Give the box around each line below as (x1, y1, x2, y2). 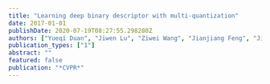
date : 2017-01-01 (8, 19, 67, 27)
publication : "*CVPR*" (8, 64, 84, 72)
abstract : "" (8, 49, 52, 57)
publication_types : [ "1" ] (8, 42, 95, 50)
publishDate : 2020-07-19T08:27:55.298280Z (8, 26, 153, 34)
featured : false (8, 57, 63, 65)
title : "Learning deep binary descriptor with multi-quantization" (8, 11, 239, 20)
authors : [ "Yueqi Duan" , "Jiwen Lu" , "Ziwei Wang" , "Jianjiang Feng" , (8, 34, 250, 42)
